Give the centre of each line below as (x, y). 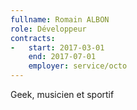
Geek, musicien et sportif (62, 94)
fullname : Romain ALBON (60, 19)
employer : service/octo (78, 66)
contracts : (33, 38)
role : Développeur (48, 29)
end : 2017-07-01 (62, 57)
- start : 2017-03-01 (57, 47)
